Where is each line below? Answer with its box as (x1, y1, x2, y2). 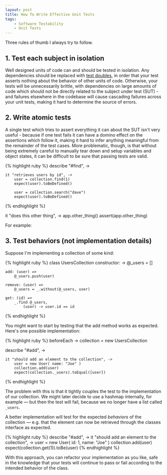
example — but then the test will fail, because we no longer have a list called (5, 399, 162, 405)
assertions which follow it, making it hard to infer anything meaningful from (5, 137, 159, 143)
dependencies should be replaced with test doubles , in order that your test (5, 72, 159, 78)
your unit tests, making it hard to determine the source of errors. (5, 99, 137, 105)
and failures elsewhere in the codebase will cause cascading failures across (5, 93, 162, 100)
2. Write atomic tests (5, 113, 71, 122)
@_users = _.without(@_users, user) (14, 287, 91, 292)
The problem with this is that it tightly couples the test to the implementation (5, 388, 162, 394)
